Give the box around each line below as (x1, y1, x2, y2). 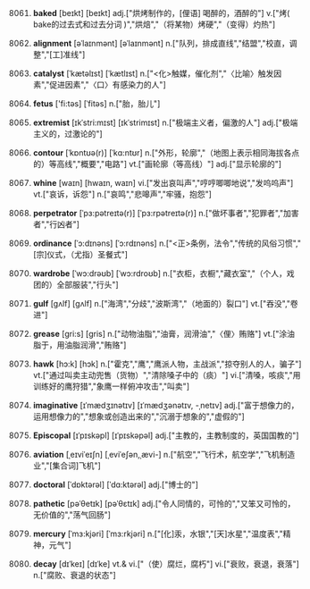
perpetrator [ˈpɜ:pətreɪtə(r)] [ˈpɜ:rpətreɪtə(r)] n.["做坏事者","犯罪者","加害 (32, 208, 299, 218)
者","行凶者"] (32, 219, 80, 230)
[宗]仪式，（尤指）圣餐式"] (32, 249, 129, 259)
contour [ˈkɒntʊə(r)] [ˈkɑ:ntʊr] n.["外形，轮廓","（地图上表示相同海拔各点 (32, 147, 300, 158)
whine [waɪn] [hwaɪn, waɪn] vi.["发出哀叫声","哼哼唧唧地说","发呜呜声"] (32, 178, 294, 188)
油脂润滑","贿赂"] (63, 340, 127, 350)
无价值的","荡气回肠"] (32, 509, 112, 520)
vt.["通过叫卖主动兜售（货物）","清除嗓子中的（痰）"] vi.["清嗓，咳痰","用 (32, 370, 301, 380)
